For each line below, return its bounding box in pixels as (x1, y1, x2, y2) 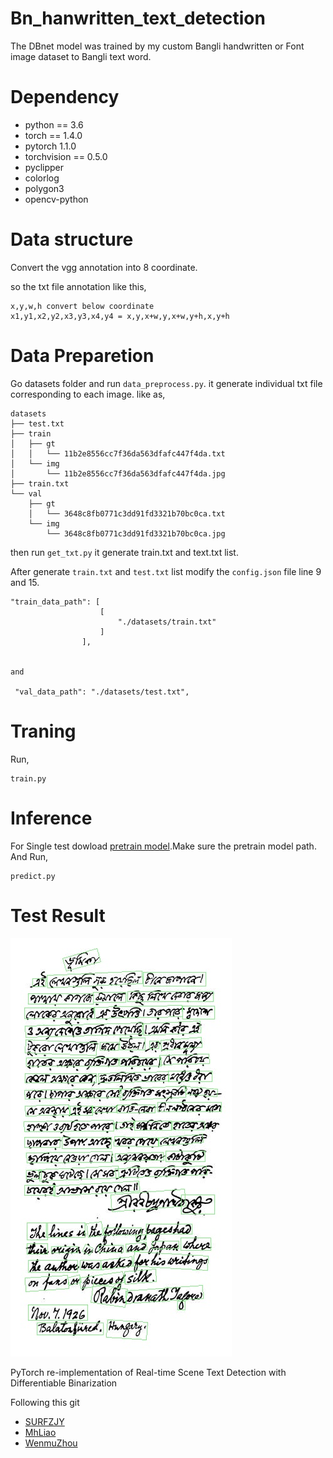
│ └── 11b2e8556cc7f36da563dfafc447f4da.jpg (10, 468, 226, 479)
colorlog (24, 172, 60, 184)
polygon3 (24, 182, 65, 194)
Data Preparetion (10, 345, 155, 367)
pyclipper (24, 161, 65, 173)
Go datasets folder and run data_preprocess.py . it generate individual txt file (10, 377, 323, 389)
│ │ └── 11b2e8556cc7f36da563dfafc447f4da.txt (10, 448, 226, 459)
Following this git (10, 1396, 80, 1408)
